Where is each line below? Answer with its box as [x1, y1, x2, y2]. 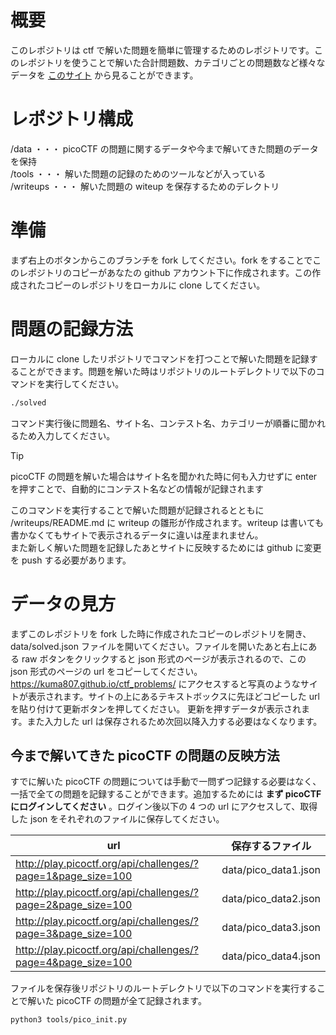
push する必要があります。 [21, 554, 132, 566]
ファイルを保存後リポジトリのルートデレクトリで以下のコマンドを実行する [10, 982, 317, 995]
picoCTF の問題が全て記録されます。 [56, 995, 207, 1007]
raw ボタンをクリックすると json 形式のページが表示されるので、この [21, 652, 307, 665]
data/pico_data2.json [221, 892, 321, 906]
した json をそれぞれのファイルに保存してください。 [10, 813, 225, 825]
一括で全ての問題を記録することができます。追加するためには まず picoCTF [10, 788, 322, 800]
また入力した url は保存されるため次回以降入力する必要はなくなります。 [26, 715, 323, 727]
